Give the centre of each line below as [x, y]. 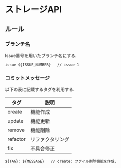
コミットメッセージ [27, 78]
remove [16, 130]
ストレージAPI [34, 9]
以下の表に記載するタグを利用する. [40, 90]
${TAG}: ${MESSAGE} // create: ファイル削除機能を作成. [61, 161]
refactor [17, 139]
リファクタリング [50, 140]
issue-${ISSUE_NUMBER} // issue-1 [42, 65]
